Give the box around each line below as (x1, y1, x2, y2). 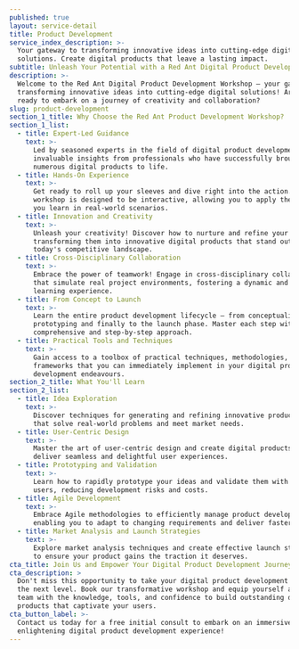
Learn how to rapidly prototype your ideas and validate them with (32, 477, 289, 486)
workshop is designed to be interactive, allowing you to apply (32, 195, 277, 205)
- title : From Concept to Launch (17, 295, 141, 304)
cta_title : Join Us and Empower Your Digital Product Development (9, 560, 261, 569)
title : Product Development (9, 29, 114, 38)
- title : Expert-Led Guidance (17, 129, 129, 138)
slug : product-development (9, 104, 109, 113)
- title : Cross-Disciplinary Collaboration (17, 253, 181, 263)
